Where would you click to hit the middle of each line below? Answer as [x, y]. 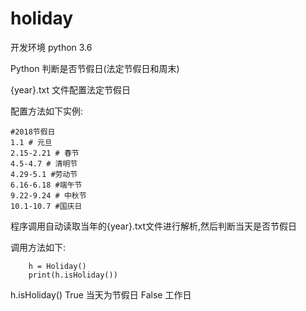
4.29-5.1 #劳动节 [44, 174]
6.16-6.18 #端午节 [46, 185]
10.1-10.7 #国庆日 [46, 206]
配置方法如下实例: [47, 111]
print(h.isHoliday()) [73, 275]
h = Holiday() [57, 266]
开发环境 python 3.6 [51, 47]
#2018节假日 [33, 132]
